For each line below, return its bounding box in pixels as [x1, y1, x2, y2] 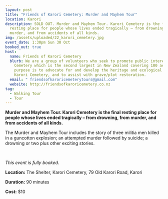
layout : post [5, 7, 32, 12]
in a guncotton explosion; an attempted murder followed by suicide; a [5, 135, 148, 141]
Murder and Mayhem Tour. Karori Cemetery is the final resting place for [5, 109, 157, 115]
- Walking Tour [9, 91, 41, 96]
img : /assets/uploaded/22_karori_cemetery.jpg [5, 35, 104, 40]
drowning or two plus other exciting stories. [5, 140, 95, 146]
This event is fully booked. [5, 159, 59, 165]
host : [5, 49, 16, 54]
